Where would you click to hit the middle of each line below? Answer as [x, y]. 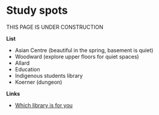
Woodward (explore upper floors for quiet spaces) [77, 56]
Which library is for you [44, 105]
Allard [22, 63]
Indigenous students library [49, 75]
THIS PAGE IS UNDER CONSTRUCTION [55, 27]
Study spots [37, 10]
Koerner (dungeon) [38, 82]
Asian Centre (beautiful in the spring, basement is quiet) [84, 50]
